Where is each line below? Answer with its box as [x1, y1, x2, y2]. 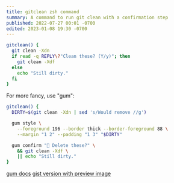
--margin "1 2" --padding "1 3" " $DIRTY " [17, 131, 122, 137]
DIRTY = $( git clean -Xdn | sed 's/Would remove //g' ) [11, 110, 147, 116]
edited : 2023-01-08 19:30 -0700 [6, 25, 87, 32]
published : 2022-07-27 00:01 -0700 [6, 20, 96, 26]
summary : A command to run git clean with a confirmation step [6, 14, 169, 20]
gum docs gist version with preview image [6, 170, 111, 178]
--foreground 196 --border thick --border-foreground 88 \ [17, 126, 169, 132]
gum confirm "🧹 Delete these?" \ [11, 142, 96, 148]
